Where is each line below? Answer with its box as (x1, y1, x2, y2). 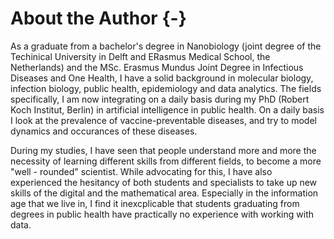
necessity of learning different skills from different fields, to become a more (10, 155, 322, 167)
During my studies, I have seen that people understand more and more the (10, 144, 317, 156)
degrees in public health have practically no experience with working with (10, 208, 314, 220)
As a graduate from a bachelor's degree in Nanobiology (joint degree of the (10, 40, 322, 52)
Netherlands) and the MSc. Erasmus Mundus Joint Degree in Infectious (10, 61, 304, 73)
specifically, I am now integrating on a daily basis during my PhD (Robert (10, 93, 310, 105)
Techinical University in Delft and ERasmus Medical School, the (10, 50, 271, 62)
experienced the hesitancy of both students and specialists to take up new (10, 176, 318, 188)
